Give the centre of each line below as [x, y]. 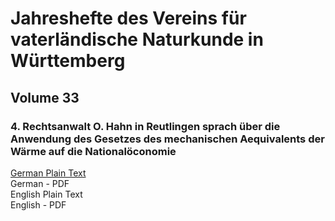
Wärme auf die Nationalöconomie [93, 151]
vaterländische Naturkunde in [137, 39]
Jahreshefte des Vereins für [128, 18]
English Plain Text [46, 194]
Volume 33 [45, 97]
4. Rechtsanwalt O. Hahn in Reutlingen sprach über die [145, 126]
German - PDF [40, 183]
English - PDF [38, 204]
